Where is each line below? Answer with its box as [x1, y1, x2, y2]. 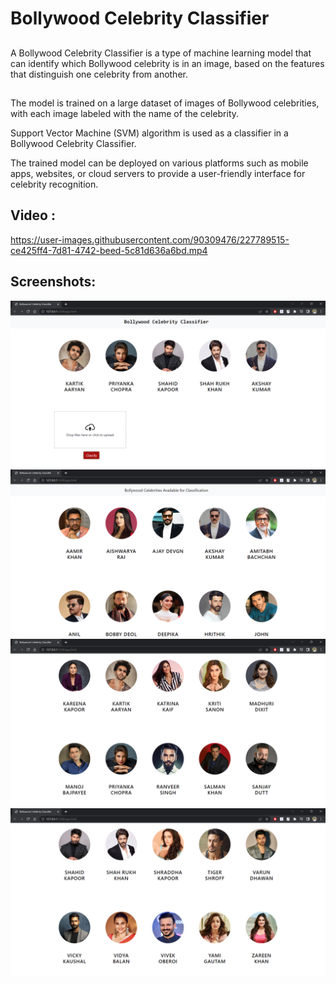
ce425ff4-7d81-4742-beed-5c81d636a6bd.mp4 [10, 244, 208, 256]
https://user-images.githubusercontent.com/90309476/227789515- [10, 233, 290, 246]
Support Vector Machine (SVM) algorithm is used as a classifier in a [10, 127, 289, 139]
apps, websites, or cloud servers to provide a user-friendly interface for [10, 167, 306, 179]
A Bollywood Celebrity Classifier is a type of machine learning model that [10, 47, 312, 59]
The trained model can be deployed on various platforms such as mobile [10, 157, 309, 169]
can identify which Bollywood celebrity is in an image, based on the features [10, 57, 325, 69]
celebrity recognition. [10, 178, 99, 190]
